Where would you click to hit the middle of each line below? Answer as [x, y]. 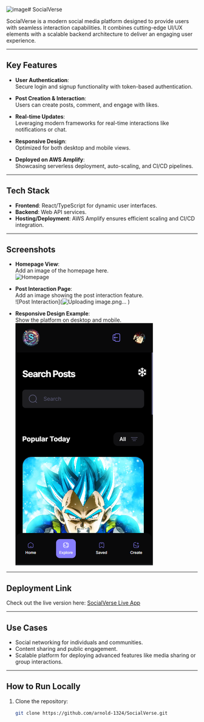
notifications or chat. [41, 129]
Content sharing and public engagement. [66, 649]
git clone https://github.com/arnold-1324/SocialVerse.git [91, 713]
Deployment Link [39, 588]
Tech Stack [28, 191]
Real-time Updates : [40, 116]
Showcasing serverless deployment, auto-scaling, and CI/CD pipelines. [104, 166]
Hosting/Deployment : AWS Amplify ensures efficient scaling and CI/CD [105, 218]
